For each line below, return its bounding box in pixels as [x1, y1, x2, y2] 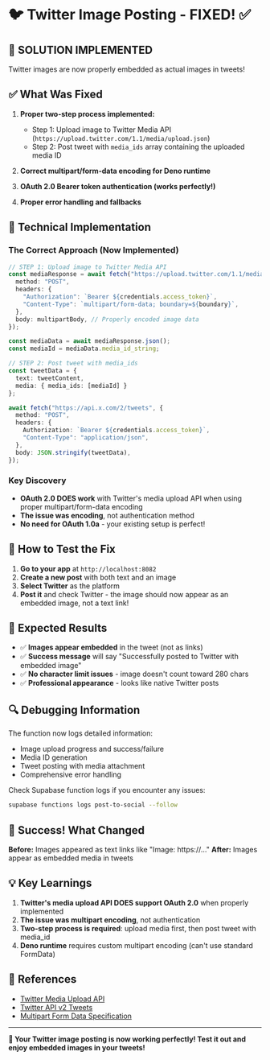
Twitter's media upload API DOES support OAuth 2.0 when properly [19, 897, 249, 907]
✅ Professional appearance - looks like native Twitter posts [19, 678, 219, 688]
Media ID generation [19, 753, 88, 762]
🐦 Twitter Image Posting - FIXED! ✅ [8, 6, 252, 24]
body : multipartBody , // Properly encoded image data [15, 315, 199, 324]
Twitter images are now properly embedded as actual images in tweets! [8, 64, 245, 74]
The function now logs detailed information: [8, 728, 153, 738]
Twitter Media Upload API [19, 994, 105, 1004]
